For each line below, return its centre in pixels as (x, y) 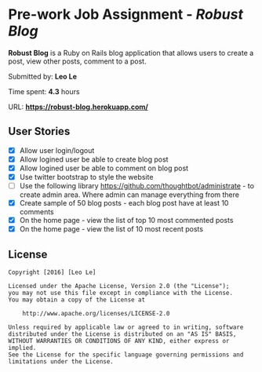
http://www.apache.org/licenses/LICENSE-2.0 (96, 314)
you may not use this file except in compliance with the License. (121, 293)
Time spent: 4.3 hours (44, 91)
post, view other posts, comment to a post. (77, 61)
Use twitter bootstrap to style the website (86, 177)
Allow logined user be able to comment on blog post (104, 168)
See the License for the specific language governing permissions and (126, 355)
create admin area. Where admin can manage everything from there (129, 195)
